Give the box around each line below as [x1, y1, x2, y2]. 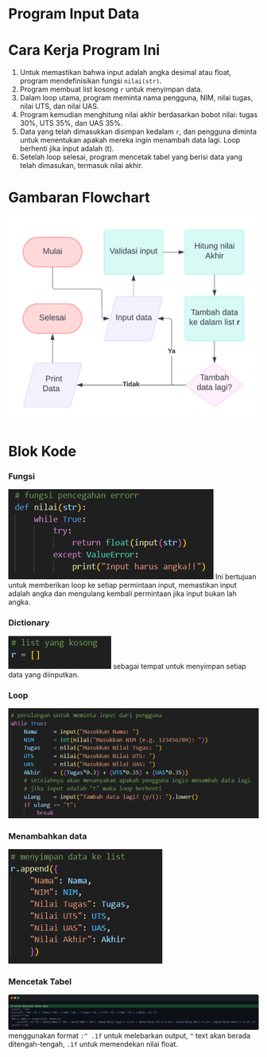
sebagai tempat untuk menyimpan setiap [112, 661, 246, 671]
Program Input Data [8, 5, 140, 23]
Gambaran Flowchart [8, 189, 150, 207]
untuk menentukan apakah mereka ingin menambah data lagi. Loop [19, 135, 241, 145]
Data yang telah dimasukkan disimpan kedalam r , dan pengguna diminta [19, 127, 257, 136]
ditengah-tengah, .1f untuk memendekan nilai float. [8, 1039, 179, 1049]
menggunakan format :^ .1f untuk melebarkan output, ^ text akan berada [8, 1031, 251, 1040]
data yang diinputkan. [8, 670, 79, 679]
